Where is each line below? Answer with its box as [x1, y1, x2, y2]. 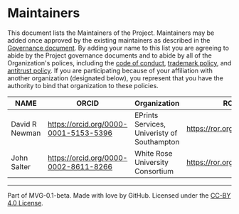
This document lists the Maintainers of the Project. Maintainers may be [7, 28, 215, 37]
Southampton [134, 137, 180, 146]
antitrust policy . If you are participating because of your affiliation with [7, 66, 213, 75]
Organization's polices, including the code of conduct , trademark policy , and [7, 58, 232, 67]
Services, [134, 119, 166, 129]
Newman [11, 128, 41, 138]
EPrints [134, 110, 159, 120]
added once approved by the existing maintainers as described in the [7, 36, 211, 44]
